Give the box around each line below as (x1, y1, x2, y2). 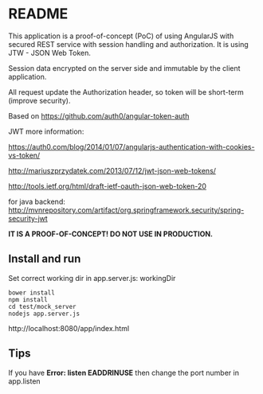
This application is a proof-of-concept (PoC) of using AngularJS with (8, 31, 234, 41)
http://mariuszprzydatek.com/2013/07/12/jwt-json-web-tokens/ (8, 166, 217, 175)
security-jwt (8, 213, 48, 223)
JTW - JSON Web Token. (8, 48, 92, 57)
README (8, 5, 69, 23)
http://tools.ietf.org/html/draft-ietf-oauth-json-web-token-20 (8, 181, 207, 191)
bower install (8, 288, 56, 297)
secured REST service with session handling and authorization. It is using (8, 39, 249, 49)
